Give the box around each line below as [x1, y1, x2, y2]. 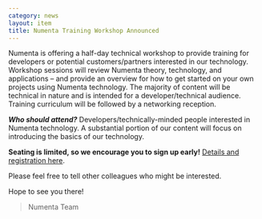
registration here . [8, 156, 66, 165]
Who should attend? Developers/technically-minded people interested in [8, 115, 251, 125]
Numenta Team [27, 202, 79, 212]
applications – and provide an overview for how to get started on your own [8, 74, 254, 84]
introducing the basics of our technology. [8, 132, 144, 141]
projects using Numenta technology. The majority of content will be [8, 82, 231, 92]
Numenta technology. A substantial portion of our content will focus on [8, 123, 242, 133]
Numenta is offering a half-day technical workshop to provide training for [8, 49, 250, 58]
